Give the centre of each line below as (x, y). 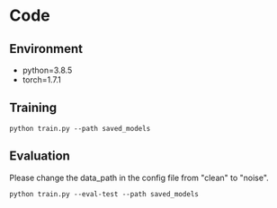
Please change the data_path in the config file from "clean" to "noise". (139, 178)
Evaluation (40, 156)
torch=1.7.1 (41, 80)
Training (33, 108)
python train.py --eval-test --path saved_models (104, 194)
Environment (46, 49)
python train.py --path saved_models (80, 128)
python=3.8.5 (47, 70)
